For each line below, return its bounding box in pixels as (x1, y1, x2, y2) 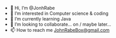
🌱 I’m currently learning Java (10, 16, 71, 22)
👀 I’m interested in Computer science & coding (10, 10, 109, 16)
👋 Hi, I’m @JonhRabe (10, 5, 55, 11)
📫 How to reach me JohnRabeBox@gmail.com (10, 27, 110, 33)
